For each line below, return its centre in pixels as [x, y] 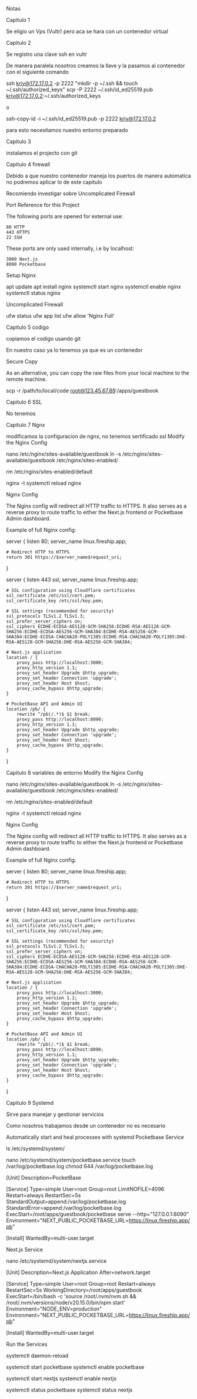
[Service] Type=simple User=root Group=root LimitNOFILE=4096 [85, 1189]
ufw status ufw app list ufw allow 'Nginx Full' [60, 316]
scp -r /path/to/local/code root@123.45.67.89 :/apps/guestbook [82, 391]
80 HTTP [16, 227]
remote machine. [26, 379]
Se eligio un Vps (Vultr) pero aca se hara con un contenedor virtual [87, 31]
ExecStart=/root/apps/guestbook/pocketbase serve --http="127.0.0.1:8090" [98, 1214]
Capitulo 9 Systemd [30, 1103]
